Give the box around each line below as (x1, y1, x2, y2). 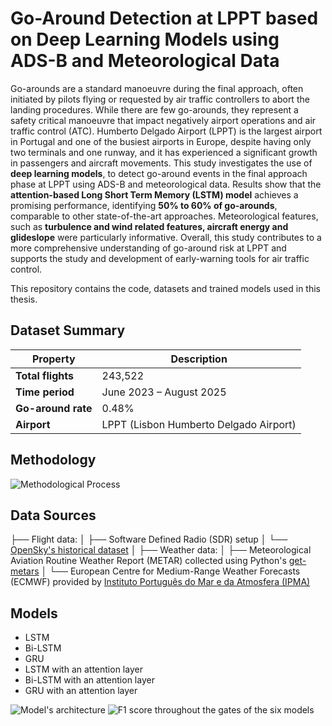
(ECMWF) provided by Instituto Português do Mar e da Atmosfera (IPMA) (10, 576, 311, 588)
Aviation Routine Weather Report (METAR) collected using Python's (10, 555, 287, 567)
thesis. (10, 293, 38, 305)
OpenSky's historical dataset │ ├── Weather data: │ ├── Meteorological (10, 544, 312, 556)
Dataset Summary (10, 322, 126, 339)
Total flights (15, 368, 74, 382)
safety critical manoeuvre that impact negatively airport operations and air (10, 114, 317, 126)
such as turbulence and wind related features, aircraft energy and (10, 220, 289, 232)
